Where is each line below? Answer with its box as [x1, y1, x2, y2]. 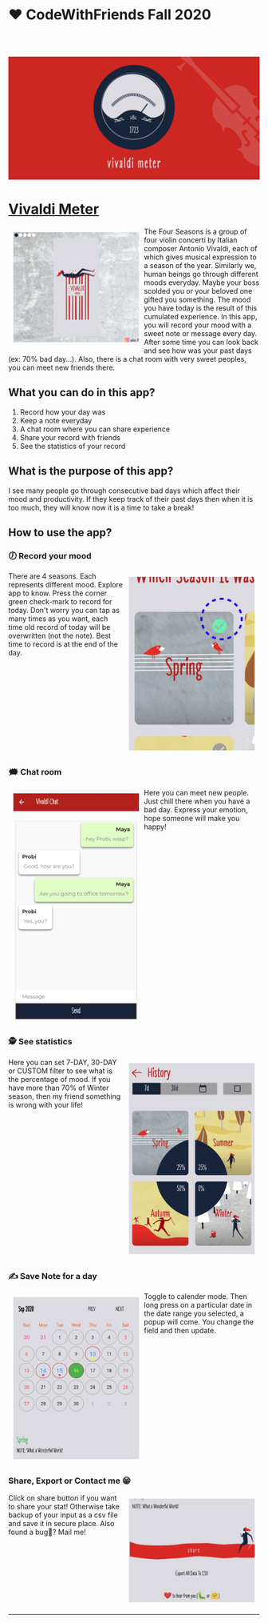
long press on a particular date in [144, 1300, 253, 1310]
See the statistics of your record [19, 441, 126, 451]
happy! [144, 822, 167, 832]
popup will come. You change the [144, 1317, 254, 1327]
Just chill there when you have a [144, 796, 250, 806]
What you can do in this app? [8, 386, 156, 399]
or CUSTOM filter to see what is [8, 1066, 113, 1076]
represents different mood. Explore [8, 580, 124, 590]
